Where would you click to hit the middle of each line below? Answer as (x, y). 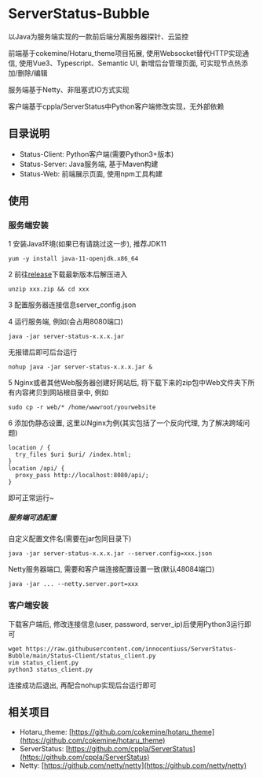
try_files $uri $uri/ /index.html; (73, 455)
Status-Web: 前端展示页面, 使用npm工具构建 (91, 173)
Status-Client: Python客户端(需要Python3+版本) (97, 154)
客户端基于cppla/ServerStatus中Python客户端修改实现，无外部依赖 (116, 106)
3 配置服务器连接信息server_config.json (72, 305)
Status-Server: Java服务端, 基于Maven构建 (89, 164)
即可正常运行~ (31, 498)
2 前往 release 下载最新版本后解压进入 (68, 274)
